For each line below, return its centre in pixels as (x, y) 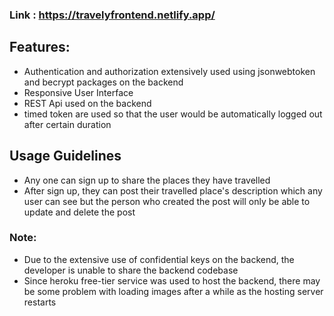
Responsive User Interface (78, 92)
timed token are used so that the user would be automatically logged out (173, 114)
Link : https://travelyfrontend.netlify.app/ (112, 15)
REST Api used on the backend (87, 103)
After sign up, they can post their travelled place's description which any (173, 190)
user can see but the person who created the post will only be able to (167, 201)
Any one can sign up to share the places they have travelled (147, 180)
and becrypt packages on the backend (103, 82)
